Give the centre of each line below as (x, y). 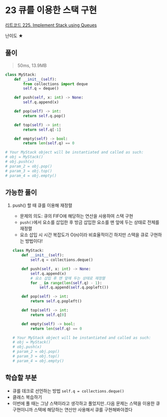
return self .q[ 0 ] (48, 315)
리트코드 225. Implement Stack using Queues (51, 25)
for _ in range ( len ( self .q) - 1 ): (66, 283)
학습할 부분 (21, 378)
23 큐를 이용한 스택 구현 (51, 10)
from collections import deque (56, 84)
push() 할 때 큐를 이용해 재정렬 (42, 205)
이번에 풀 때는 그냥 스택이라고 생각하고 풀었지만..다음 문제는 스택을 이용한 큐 (86, 403)
